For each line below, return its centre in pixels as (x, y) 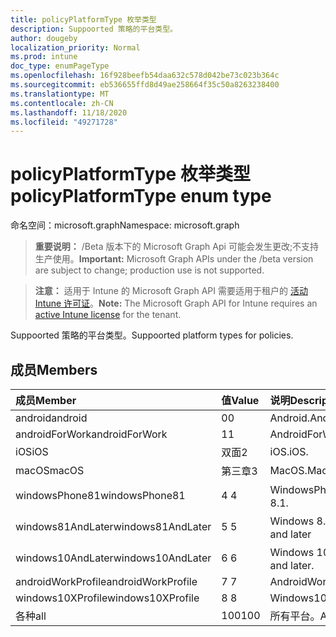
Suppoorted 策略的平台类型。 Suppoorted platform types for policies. (152, 335)
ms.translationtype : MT (60, 94)
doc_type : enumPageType (60, 66)
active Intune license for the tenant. (108, 315)
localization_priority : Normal (75, 47)
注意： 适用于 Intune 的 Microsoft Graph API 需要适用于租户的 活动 (171, 291)
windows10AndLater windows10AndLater (113, 558)
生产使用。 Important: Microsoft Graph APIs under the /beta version (174, 259)
